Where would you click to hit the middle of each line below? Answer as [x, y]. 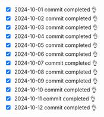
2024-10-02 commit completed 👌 [56, 18]
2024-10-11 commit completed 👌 [55, 99]
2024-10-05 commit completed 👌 [56, 45]
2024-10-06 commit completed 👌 [56, 54]
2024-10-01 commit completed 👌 [56, 10]
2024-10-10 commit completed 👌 [56, 90]
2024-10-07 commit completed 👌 [56, 63]
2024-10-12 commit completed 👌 [55, 107]
